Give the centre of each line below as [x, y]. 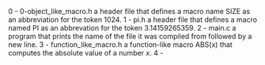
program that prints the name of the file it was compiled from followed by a [130, 36]
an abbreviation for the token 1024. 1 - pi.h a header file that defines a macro [133, 20]
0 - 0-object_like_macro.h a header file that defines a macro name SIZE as [129, 11]
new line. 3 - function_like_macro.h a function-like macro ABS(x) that [121, 45]
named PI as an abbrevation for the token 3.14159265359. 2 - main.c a [122, 28]
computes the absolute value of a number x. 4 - [86, 53]
